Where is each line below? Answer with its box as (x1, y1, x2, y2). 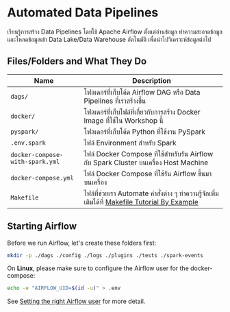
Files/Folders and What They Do (7, 56, 147, 67)
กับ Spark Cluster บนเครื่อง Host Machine (84, 158, 209, 167)
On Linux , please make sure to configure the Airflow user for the (7, 264, 190, 272)
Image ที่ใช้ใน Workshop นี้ (84, 115, 164, 125)
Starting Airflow (7, 221, 77, 232)
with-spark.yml (10, 158, 60, 165)
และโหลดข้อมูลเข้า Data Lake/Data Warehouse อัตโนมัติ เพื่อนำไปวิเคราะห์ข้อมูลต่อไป (7, 35, 212, 43)
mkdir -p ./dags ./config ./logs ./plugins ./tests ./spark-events (7, 252, 204, 259)
